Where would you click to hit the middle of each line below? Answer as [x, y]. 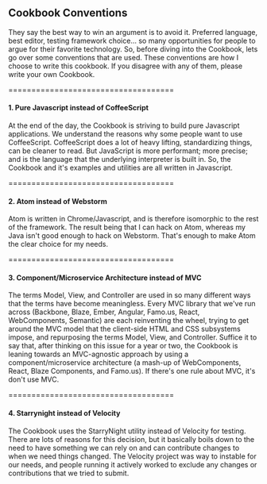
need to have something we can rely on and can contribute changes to [124, 448]
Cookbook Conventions [68, 13]
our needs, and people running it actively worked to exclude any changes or [133, 464]
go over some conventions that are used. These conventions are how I [124, 57]
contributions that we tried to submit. [69, 473]
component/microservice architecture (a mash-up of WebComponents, [125, 363]
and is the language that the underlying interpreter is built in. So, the [120, 159]
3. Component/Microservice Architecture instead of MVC [105, 278]
